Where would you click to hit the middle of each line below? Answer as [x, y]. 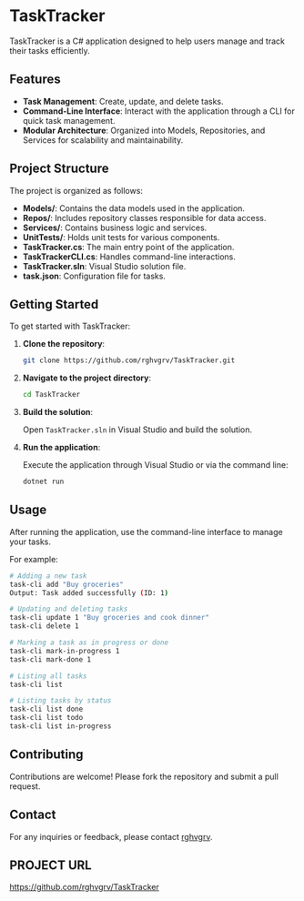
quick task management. [69, 120]
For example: [34, 559]
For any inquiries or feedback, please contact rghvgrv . [111, 836]
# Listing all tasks [49, 676]
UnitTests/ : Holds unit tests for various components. [121, 237]
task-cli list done [46, 709]
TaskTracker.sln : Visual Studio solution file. [104, 266]
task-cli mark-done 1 [51, 659]
